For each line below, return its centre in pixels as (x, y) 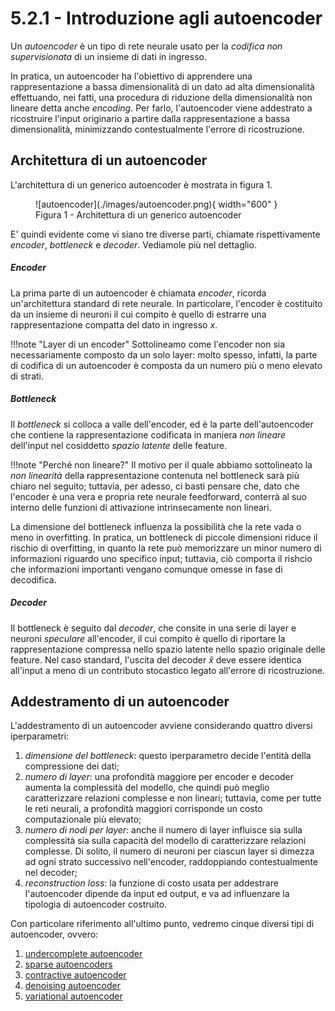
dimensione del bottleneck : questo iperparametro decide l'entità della (168, 756)
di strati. (27, 376)
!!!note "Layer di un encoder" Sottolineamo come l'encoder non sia (148, 344)
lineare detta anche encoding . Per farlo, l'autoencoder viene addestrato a (161, 108)
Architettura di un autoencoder (109, 160)
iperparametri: (40, 736)
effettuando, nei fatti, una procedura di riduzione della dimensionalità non (161, 97)
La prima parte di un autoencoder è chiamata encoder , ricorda (138, 293)
